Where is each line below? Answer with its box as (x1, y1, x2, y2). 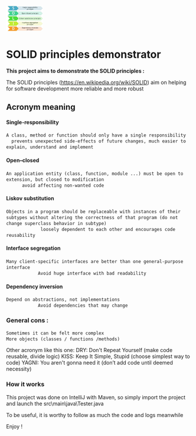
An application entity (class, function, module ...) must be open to (6, 171, 184, 177)
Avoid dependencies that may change (37, 302, 128, 309)
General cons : (6, 316, 49, 324)
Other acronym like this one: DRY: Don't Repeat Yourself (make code (6, 347, 173, 354)
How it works (6, 380, 45, 389)
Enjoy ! (6, 422, 23, 430)
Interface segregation (6, 245, 61, 252)
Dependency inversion (6, 283, 63, 290)
